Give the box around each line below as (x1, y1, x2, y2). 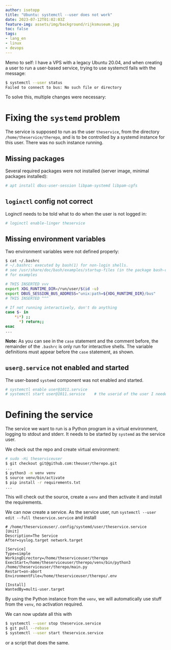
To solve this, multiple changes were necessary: (5, 94, 106, 100)
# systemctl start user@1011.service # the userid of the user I (5, 392, 154, 397)
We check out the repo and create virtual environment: (5, 447, 120, 453)
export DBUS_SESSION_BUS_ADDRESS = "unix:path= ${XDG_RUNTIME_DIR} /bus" (5, 291, 156, 296)
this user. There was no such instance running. (5, 140, 103, 146)
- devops (5, 45, 24, 50)
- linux (5, 41, 22, 46)
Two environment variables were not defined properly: (5, 248, 120, 254)
